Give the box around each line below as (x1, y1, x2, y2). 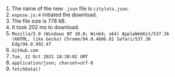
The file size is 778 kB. (11, 18, 66, 24)
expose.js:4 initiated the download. (11, 11, 98, 18)
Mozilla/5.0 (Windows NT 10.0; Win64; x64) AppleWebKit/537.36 (11, 31, 170, 37)
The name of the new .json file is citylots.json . (11, 5, 129, 12)
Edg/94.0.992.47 (11, 41, 52, 47)
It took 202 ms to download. (11, 24, 80, 31)
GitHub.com (11, 48, 39, 53)
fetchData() (11, 66, 41, 72)
